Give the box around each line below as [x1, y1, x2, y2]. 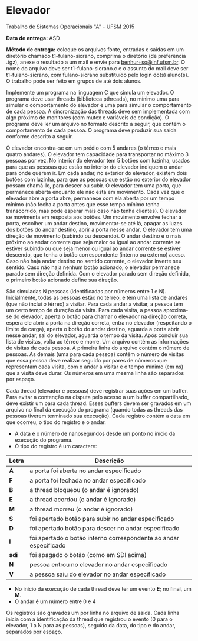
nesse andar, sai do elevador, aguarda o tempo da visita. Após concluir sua [6, 332, 189, 339]
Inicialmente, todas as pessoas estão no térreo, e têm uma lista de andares [6, 294, 188, 301]
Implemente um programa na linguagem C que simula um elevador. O [6, 89, 174, 96]
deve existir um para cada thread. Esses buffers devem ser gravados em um [6, 400, 192, 407]
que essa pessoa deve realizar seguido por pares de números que [6, 357, 167, 364]
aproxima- [163, 306, 189, 313]
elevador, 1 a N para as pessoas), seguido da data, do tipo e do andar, [6, 621, 176, 629]
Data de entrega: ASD [6, 34, 60, 41]
